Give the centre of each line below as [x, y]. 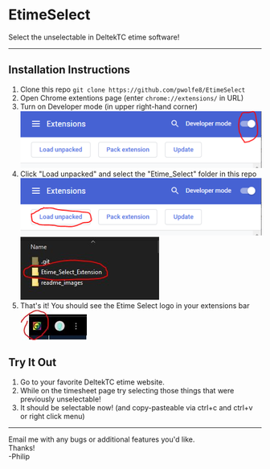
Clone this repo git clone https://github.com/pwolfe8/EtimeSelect [133, 89]
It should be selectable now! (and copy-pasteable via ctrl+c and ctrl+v [136, 407]
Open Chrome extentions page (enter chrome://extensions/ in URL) [131, 97]
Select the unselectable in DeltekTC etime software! [94, 37]
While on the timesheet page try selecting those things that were [127, 390]
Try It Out [33, 362]
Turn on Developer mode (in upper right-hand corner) [109, 106]
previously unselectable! [61, 399]
